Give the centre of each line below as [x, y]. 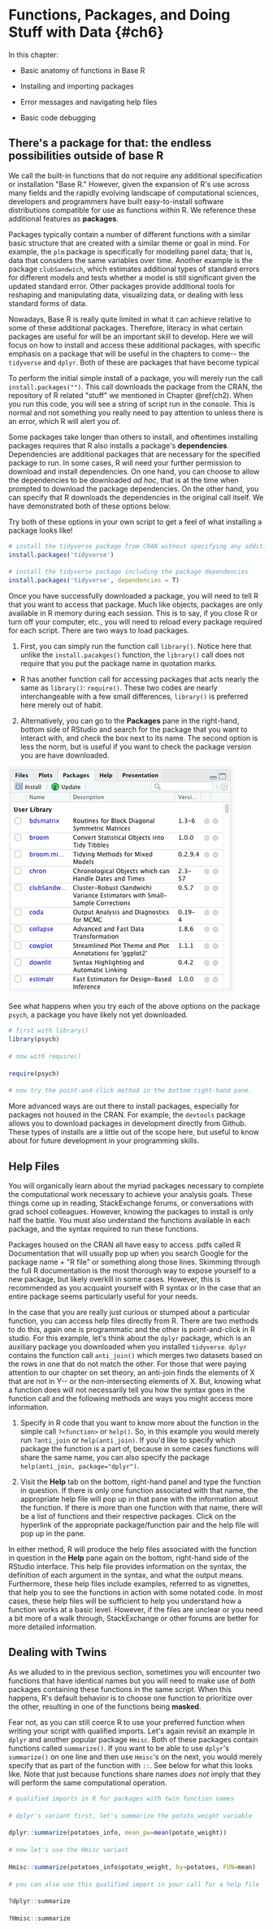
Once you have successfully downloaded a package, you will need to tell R [133, 596]
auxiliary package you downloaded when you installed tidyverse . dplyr [128, 1347]
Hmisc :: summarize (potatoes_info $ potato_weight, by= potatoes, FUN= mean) [132, 1867]
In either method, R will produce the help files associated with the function [133, 1549]
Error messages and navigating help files [89, 102]
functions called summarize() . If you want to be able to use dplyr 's [119, 1748]
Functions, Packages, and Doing [119, 15]
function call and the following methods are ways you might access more [131, 1398]
